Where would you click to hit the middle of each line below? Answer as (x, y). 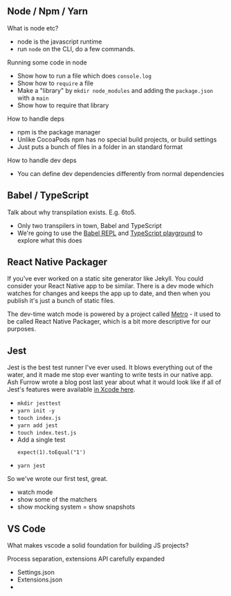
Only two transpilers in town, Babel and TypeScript (90, 225)
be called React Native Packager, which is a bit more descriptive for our (109, 322)
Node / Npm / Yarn (48, 11)
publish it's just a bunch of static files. (61, 301)
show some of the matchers (57, 500)
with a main (33, 98)
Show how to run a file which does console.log (84, 76)
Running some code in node (47, 62)
